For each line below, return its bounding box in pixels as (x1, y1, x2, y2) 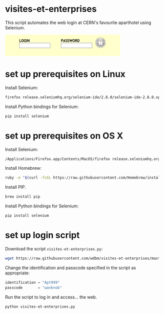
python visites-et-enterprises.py (5, 304, 76, 309)
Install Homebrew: (5, 165, 41, 171)
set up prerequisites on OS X (5, 130, 123, 141)
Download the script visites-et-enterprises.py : (5, 246, 103, 251)
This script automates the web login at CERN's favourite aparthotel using (5, 20, 151, 25)
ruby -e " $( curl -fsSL (5, 175, 51, 180)
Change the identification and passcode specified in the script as (5, 265, 136, 270)
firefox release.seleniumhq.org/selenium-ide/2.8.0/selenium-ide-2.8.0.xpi (5, 94, 163, 100)
